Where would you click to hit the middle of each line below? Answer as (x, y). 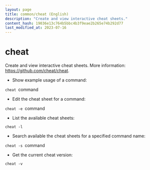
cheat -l (14, 127)
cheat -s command (25, 146)
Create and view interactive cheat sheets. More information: (65, 65)
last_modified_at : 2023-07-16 (36, 28)
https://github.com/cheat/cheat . (37, 71)
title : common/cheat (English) (37, 14)
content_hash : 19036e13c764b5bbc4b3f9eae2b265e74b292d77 (64, 23)
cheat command (22, 90)
